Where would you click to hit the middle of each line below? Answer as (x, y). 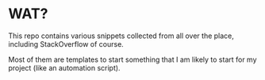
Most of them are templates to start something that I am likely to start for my (132, 59)
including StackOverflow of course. (66, 44)
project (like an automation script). (64, 67)
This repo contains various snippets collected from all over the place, (121, 36)
